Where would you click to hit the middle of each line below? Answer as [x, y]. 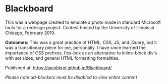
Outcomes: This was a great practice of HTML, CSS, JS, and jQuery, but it [81, 42]
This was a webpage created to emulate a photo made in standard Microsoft [83, 22]
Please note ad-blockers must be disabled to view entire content [71, 77]
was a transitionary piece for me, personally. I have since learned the [76, 47]
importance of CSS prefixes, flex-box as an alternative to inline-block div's [81, 53]
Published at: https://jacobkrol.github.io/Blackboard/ [58, 68]
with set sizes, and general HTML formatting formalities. [62, 58]
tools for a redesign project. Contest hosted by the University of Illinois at [80, 27]
